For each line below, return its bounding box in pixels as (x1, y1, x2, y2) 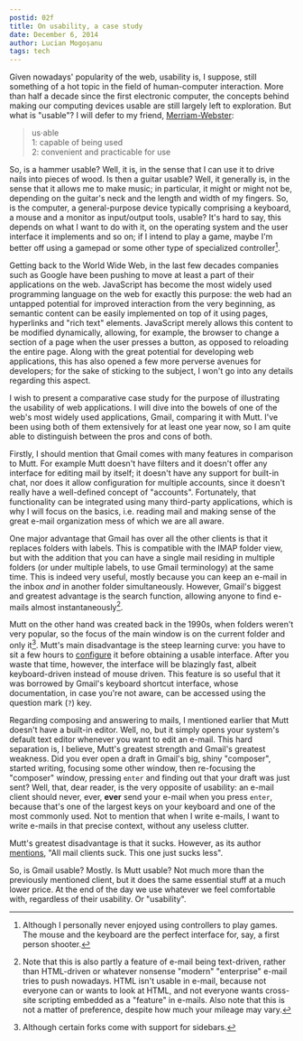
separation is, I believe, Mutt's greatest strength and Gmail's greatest (9, 744, 266, 755)
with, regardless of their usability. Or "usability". (9, 894, 187, 905)
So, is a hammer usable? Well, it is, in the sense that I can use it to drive (9, 164, 275, 175)
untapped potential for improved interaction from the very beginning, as (9, 298, 276, 309)
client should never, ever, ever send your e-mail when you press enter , (9, 792, 273, 803)
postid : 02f (9, 13, 54, 23)
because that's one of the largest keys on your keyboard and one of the (9, 801, 276, 813)
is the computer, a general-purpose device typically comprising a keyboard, (9, 202, 291, 213)
